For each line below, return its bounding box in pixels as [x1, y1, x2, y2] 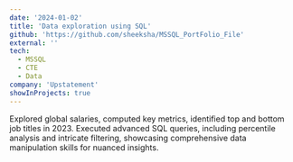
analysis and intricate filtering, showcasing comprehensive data [9, 132, 247, 143]
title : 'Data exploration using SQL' [9, 22, 152, 31]
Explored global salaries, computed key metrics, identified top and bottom [9, 113, 285, 124]
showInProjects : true [9, 88, 91, 97]
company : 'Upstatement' [9, 80, 99, 89]
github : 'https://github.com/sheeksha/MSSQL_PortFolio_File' [9, 30, 245, 39]
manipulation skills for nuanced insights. [9, 141, 159, 153]
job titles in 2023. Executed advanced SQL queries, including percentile [9, 122, 276, 133]
